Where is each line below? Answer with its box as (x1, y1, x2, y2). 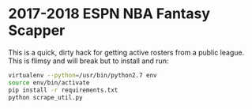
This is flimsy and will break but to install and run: (8, 56, 169, 66)
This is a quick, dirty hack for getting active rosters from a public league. (8, 47, 245, 57)
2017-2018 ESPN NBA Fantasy (8, 5, 211, 23)
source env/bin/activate (8, 78, 90, 87)
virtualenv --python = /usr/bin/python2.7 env (8, 71, 157, 79)
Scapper (8, 21, 66, 39)
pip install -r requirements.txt (8, 86, 118, 94)
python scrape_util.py (8, 93, 83, 101)
